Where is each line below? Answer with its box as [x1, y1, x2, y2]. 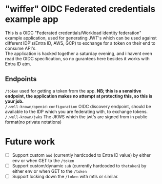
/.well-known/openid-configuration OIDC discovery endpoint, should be [5, 103, 151, 109]
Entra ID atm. [5, 61, 31, 67]
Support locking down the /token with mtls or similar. [12, 173, 119, 179]
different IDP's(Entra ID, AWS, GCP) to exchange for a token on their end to [5, 40, 156, 46]
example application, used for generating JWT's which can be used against [5, 35, 157, 41]
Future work [5, 136, 55, 147]
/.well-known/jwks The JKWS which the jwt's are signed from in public [5, 113, 148, 120]
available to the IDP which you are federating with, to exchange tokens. [5, 109, 148, 114]
